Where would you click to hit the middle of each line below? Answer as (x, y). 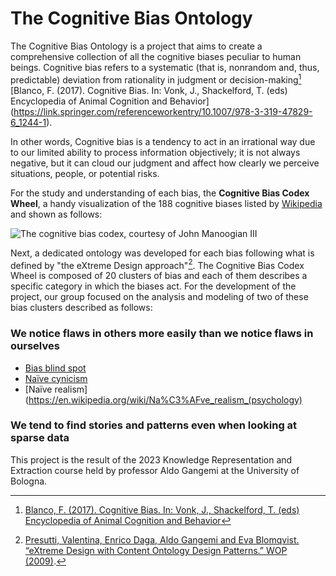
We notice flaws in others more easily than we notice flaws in (162, 334)
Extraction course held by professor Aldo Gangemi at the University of (155, 470)
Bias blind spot (55, 368)
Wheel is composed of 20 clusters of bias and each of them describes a (159, 276)
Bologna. (29, 481)
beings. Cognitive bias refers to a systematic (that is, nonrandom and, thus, (165, 67)
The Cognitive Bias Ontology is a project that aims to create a (136, 46)
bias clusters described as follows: (81, 308)
